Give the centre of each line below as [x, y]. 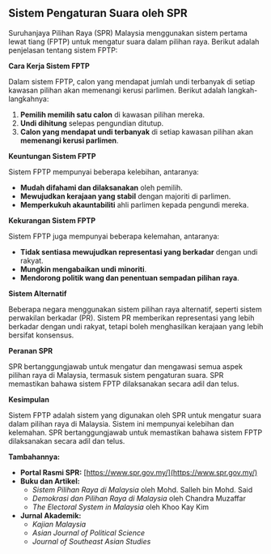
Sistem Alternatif [38, 293]
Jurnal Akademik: [51, 515]
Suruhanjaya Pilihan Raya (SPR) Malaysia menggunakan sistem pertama [128, 32]
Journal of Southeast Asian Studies [91, 541]
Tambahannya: [34, 457]
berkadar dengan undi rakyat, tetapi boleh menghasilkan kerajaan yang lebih [136, 326]
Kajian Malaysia [59, 524]
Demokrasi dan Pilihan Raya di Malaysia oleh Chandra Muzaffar [139, 498]
